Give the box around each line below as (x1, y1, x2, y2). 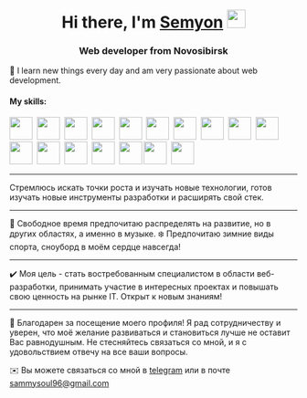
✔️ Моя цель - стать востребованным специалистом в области (9, 267, 255, 278)
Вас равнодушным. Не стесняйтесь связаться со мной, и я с (9, 336, 248, 347)
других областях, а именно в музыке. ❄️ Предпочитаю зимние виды (9, 228, 274, 239)
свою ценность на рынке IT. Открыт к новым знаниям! (9, 290, 223, 301)
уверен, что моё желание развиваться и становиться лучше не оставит (9, 327, 291, 338)
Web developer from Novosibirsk (79, 45, 228, 58)
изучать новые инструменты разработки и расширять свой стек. (9, 192, 265, 203)
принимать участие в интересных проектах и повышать (58, 281, 279, 292)
